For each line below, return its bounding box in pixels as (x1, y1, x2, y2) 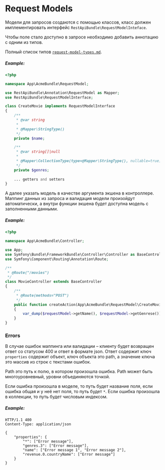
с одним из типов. (5, 39, 43, 45)
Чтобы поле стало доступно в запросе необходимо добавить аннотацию (5, 34, 159, 40)
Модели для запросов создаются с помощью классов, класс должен (5, 19, 151, 25)
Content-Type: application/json (5, 422, 71, 427)
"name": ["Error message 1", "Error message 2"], (23, 448, 126, 453)
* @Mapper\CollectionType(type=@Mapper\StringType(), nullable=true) (16, 159, 162, 164)
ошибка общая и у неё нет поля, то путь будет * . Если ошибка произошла (5, 389, 160, 395)
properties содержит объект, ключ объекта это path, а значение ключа (5, 354, 155, 360)
